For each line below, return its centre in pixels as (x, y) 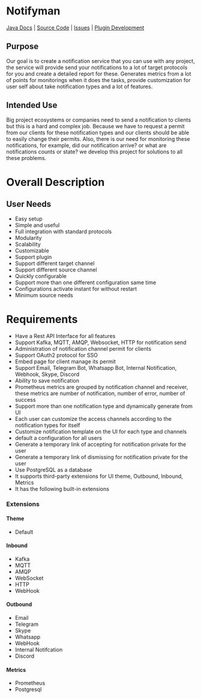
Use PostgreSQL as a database (53, 469)
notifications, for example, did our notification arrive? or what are (86, 145)
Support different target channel (55, 263)
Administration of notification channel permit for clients (83, 348)
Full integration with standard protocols (63, 231)
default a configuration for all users (58, 438)
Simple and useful (37, 225)
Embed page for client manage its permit (65, 361)
